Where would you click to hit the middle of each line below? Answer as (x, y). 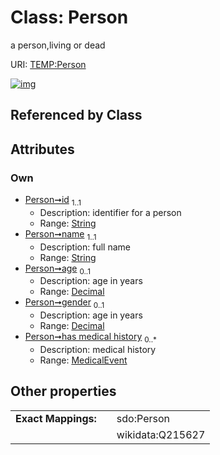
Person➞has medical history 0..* (90, 338)
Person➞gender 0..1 (64, 303)
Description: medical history (98, 349)
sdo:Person (143, 418)
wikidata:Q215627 (161, 434)
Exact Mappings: (56, 418)
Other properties (63, 391)
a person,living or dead (58, 45)
